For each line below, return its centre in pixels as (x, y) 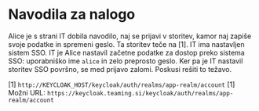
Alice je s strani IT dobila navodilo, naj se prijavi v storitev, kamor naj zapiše (130, 36)
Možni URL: (27, 92)
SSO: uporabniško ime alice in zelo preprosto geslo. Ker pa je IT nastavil (126, 61)
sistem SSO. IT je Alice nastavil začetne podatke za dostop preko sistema (126, 52)
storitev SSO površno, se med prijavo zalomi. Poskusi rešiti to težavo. (120, 69)
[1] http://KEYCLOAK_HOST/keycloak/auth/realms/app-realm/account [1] (122, 84)
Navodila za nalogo (72, 14)
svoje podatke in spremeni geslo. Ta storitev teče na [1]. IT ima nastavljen (126, 44)
